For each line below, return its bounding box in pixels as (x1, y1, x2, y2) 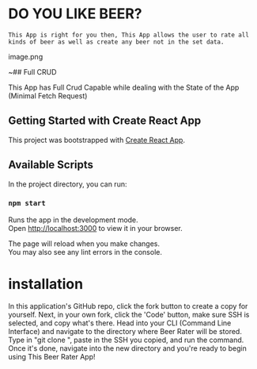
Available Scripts (8, 158, 93, 171)
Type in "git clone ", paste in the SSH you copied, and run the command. (8, 335, 244, 344)
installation (8, 275, 84, 294)
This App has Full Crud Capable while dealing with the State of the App (8, 83, 240, 92)
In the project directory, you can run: (8, 179, 127, 189)
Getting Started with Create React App (8, 114, 202, 128)
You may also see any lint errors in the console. (8, 247, 162, 256)
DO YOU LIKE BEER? (8, 5, 142, 23)
